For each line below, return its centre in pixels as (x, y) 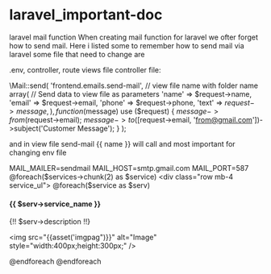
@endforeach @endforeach (55, 262)
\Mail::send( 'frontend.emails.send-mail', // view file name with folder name (134, 85)
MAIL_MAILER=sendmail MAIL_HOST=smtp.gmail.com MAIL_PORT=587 (129, 168)
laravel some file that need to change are (77, 54)
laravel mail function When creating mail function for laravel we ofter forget (134, 37)
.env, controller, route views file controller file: (85, 69)
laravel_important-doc (86, 15)
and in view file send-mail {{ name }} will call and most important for (123, 143)
